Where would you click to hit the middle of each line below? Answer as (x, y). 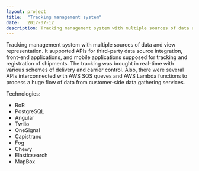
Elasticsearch (31, 155)
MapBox (25, 162)
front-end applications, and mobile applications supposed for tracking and (97, 57)
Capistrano (28, 137)
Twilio (22, 124)
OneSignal (27, 130)
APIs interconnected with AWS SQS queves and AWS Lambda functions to (97, 76)
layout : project (26, 11)
